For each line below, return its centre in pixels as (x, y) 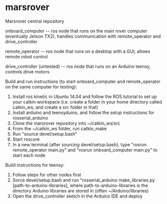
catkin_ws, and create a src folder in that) (55, 107)
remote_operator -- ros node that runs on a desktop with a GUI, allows (78, 51)
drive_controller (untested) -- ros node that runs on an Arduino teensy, (78, 66)
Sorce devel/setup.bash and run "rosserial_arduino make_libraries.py (84, 180)
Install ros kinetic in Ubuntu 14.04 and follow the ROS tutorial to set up (85, 96)
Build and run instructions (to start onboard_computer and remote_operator (83, 81)
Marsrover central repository (35, 21)
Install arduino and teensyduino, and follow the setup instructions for (83, 113)
